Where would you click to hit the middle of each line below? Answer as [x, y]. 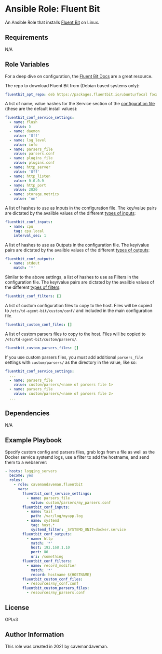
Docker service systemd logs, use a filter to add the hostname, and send [77, 457]
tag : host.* [43, 525]
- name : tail [40, 512]
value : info [26, 145]
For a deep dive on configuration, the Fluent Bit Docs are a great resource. [79, 76]
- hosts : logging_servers [31, 471]
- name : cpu [21, 226]
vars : [23, 489]
